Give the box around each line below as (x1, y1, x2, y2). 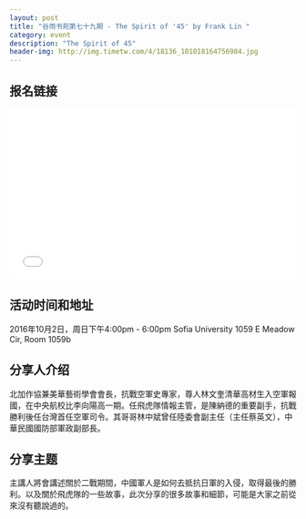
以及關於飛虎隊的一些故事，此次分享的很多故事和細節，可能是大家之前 (25, 489, 289, 500)
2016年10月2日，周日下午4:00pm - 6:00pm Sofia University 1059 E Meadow (9, 323, 295, 334)
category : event (9, 30, 71, 39)
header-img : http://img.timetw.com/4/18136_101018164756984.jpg (9, 47, 259, 56)
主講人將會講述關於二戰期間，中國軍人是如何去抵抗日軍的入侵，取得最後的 (9, 477, 289, 488)
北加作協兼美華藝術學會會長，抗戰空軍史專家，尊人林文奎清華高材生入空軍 (9, 388, 289, 399)
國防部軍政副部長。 (33, 422, 106, 433)
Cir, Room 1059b (9, 333, 71, 344)
